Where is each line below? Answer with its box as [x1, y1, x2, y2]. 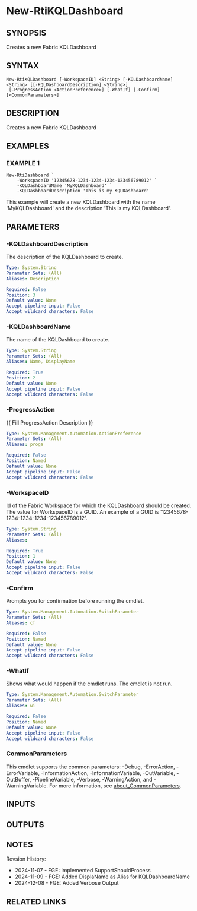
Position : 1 [6, 553, 35, 559]
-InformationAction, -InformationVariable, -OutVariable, [41, 769, 176, 776]
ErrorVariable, [6, 769, 40, 776]
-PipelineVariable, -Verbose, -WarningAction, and [32, 776, 153, 783]
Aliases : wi [6, 703, 35, 709]
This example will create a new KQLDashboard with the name [6, 198, 156, 205]
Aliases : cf [6, 619, 35, 626]
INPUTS [6, 799, 35, 809]
